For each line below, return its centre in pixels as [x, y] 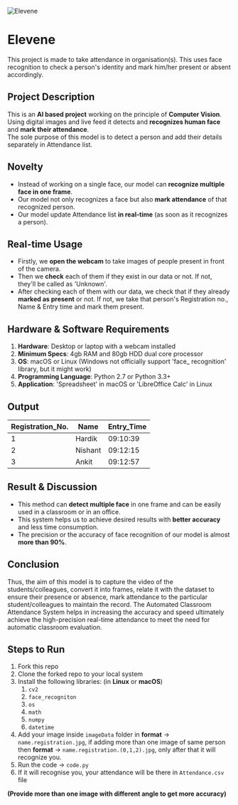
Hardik [87, 438]
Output [23, 406]
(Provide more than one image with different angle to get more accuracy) [117, 794]
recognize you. [39, 757]
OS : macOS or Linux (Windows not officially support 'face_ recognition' [122, 362]
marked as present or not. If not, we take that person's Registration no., [123, 299]
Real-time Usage [45, 244]
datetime [41, 728]
